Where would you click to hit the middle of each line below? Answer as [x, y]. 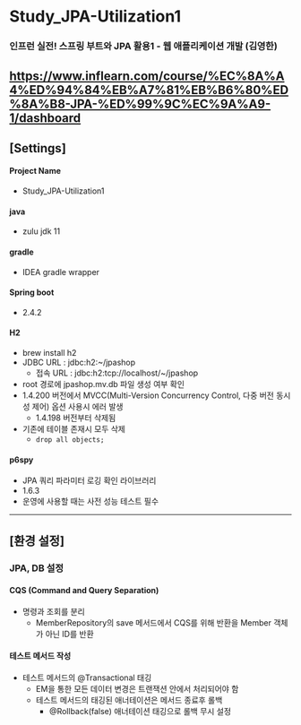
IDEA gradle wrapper [61, 272]
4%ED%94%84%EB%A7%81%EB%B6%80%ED [149, 90]
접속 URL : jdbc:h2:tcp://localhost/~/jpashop [117, 373]
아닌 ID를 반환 [69, 634]
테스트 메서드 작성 [40, 656]
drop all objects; [70, 440]
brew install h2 [49, 352]
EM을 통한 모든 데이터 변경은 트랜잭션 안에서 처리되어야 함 [137, 688]
